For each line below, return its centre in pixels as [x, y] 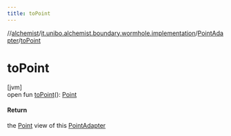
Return [17, 110]
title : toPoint [29, 13]
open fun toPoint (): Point [42, 94]
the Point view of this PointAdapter [57, 125]
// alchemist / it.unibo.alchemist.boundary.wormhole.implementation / [102, 33]
